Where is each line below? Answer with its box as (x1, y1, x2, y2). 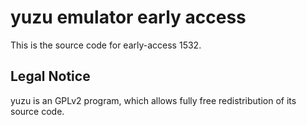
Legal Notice (10, 68, 91, 85)
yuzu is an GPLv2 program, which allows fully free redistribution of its (10, 94, 297, 106)
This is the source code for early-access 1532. (10, 39, 202, 51)
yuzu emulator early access (10, 6, 247, 29)
